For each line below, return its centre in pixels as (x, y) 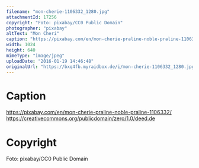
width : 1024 (21, 45)
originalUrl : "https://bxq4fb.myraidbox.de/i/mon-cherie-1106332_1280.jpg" (102, 67)
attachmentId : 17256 (32, 17)
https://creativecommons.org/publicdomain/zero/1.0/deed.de (81, 118)
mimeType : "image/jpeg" (36, 56)
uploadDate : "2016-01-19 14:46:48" (50, 61)
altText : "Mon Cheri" (33, 34)
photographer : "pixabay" (37, 28)
